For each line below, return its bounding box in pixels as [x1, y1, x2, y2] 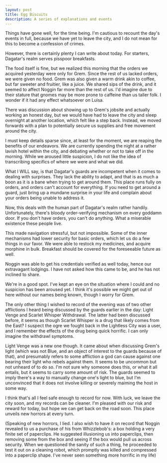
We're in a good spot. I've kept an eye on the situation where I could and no [5, 281, 160, 287]
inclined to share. [5, 272, 41, 278]
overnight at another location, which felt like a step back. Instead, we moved [5, 118, 162, 124]
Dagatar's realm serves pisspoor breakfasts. [5, 56, 96, 62]
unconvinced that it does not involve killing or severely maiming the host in [5, 380, 158, 386]
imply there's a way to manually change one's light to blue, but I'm [5, 375, 141, 381]
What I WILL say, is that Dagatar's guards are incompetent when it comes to [5, 168, 161, 174]
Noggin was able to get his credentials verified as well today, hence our [5, 261, 152, 267]
